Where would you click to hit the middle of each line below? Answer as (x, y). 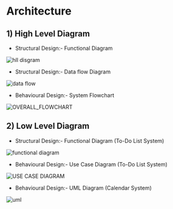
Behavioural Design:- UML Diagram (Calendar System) (83, 188)
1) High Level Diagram (48, 34)
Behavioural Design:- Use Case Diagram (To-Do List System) (91, 164)
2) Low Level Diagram (48, 126)
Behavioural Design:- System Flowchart (65, 95)
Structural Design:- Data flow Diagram (63, 72)
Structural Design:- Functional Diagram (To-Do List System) (90, 140)
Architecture (39, 11)
